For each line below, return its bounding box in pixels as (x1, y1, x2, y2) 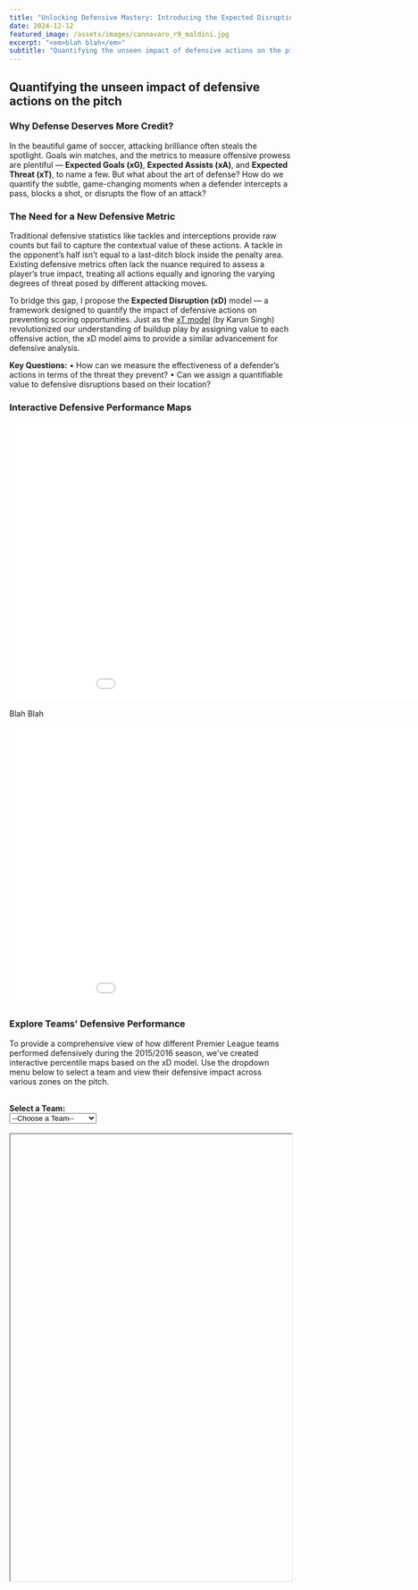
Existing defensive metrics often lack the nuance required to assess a (9, 259, 265, 270)
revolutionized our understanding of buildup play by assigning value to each (9, 323, 288, 335)
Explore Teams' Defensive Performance (9, 1017, 186, 1030)
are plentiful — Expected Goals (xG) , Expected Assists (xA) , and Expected (9, 159, 288, 170)
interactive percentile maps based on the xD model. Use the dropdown (9, 1057, 270, 1067)
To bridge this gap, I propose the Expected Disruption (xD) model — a (9, 296, 269, 306)
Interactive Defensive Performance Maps (9, 401, 192, 414)
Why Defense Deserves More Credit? (9, 120, 174, 132)
